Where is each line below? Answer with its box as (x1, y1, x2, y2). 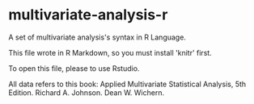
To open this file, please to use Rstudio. (8, 63, 140, 73)
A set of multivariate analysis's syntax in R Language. (8, 32, 186, 42)
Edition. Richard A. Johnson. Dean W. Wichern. (8, 87, 164, 98)
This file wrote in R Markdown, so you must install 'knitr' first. (8, 48, 212, 57)
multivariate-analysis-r (8, 6, 168, 24)
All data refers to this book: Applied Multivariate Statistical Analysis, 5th (8, 79, 247, 89)
